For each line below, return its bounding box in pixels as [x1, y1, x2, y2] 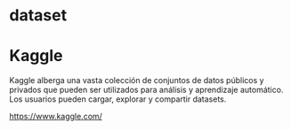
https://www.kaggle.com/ [9, 111, 102, 122]
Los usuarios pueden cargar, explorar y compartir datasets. [9, 94, 227, 104]
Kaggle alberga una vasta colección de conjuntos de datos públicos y [9, 75, 264, 86]
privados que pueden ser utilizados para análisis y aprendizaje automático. [9, 85, 284, 96]
